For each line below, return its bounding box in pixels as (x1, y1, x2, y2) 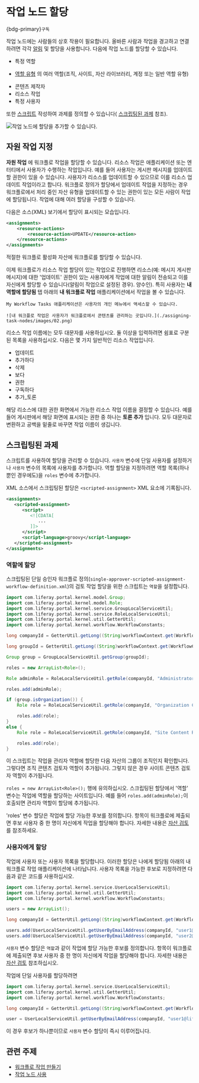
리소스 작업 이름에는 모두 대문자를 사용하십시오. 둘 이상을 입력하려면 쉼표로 (6, 329, 179, 337)
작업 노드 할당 (6, 5, 69, 19)
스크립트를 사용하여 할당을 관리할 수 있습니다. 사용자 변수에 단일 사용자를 (6, 457, 172, 464)
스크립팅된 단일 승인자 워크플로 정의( (6, 575, 91, 582)
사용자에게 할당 (6, 843, 47, 851)
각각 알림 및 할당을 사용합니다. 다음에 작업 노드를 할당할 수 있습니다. (21, 45, 178, 52)
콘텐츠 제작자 (14, 82, 46, 89)
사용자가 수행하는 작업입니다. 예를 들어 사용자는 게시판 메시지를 (26, 166, 172, 173)
